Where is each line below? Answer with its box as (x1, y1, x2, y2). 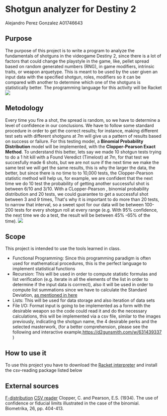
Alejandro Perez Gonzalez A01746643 (5, 20, 83, 26)
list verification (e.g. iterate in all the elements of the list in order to (12, 276, 148, 282)
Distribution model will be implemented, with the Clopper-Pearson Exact (5, 143, 156, 150)
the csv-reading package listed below (5, 367, 83, 373)
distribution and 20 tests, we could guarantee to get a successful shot (5, 191, 149, 197)
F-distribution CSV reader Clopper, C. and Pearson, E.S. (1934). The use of (5, 395, 159, 401)
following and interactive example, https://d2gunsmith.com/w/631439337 (12, 329, 162, 335)
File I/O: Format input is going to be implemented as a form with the (12, 303, 151, 309)
